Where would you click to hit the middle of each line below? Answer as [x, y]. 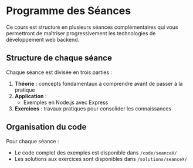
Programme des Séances [68, 11]
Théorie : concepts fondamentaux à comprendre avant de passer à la [99, 83]
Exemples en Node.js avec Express [66, 102]
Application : [31, 96]
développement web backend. [43, 39]
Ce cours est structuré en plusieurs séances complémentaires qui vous [92, 27]
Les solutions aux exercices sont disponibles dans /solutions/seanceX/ [101, 159]
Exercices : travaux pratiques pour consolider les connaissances [93, 108]
